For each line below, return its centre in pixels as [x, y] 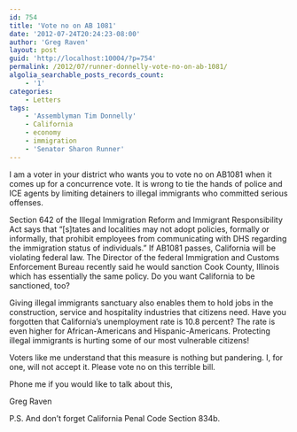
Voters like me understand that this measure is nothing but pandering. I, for [146, 357]
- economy [43, 133]
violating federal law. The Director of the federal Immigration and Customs [145, 257]
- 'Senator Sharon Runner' [75, 149]
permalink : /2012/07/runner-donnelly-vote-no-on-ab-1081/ [118, 67]
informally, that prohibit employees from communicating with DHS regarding [148, 238]
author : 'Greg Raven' [49, 42]
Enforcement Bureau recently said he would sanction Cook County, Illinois [145, 266]
